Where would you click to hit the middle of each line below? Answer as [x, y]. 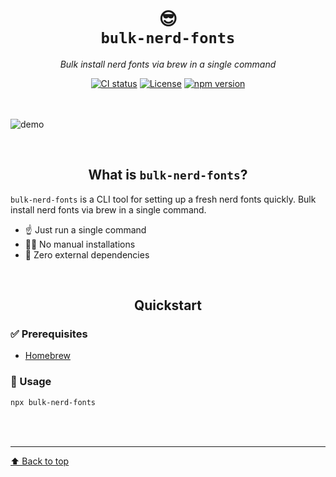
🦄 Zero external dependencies [87, 254]
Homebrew [47, 356]
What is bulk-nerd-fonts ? [168, 175]
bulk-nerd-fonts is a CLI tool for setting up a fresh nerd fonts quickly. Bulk [163, 199]
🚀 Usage [31, 382]
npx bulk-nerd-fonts [53, 402]
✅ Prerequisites [49, 334]
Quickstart [167, 305]
